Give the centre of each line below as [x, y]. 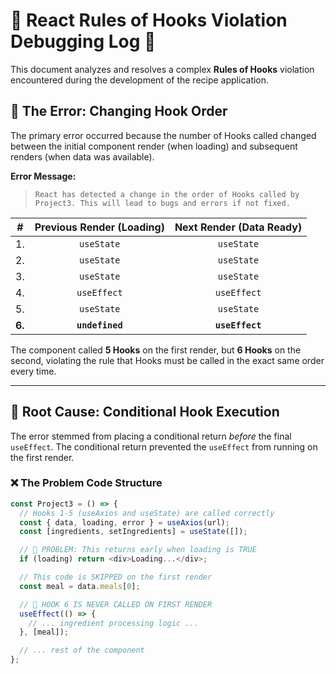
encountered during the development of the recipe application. [140, 80]
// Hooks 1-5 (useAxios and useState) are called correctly [147, 513]
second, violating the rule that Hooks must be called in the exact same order [167, 360]
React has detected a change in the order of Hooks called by [167, 194]
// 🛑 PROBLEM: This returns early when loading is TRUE [138, 550]
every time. [33, 371]
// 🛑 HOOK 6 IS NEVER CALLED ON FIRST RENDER [116, 604]
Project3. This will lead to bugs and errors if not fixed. [162, 203]
